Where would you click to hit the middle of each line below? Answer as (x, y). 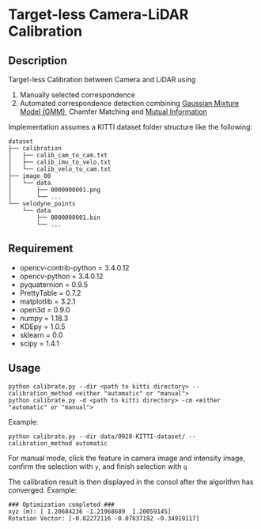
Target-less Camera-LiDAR (98, 15)
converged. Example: (43, 490)
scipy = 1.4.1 (39, 343)
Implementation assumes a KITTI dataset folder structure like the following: (130, 127)
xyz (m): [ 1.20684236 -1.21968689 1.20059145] (90, 512)
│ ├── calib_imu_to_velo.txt (60, 162)
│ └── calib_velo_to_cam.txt (60, 169)
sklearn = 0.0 (41, 334)
